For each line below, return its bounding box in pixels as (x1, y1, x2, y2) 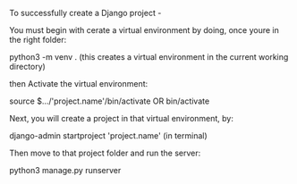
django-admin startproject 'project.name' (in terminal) (9, 130, 208, 141)
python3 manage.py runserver (9, 165, 122, 175)
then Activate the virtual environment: (9, 79, 148, 88)
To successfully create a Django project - (9, 8, 162, 18)
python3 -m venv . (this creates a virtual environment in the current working (9, 52, 289, 62)
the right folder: (9, 35, 67, 45)
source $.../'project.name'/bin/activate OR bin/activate (9, 96, 210, 106)
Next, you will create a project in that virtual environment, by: (9, 113, 234, 123)
